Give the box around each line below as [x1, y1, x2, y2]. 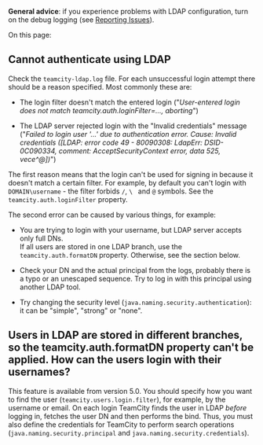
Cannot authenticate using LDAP [8, 53, 171, 66]
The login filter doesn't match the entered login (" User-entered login [19, 97, 241, 107]
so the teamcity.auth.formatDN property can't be [8, 341, 254, 355]
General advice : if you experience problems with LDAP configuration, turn [8, 7, 249, 16]
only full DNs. [19, 234, 64, 243]
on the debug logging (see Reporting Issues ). [8, 15, 155, 24]
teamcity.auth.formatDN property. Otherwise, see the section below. [19, 250, 241, 259]
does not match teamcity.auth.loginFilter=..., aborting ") [19, 105, 199, 115]
